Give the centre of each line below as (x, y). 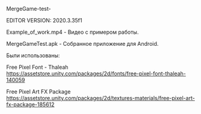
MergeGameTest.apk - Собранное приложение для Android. (82, 44)
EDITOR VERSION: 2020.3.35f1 (44, 20)
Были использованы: (33, 55)
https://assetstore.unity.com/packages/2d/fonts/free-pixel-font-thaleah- (96, 74)
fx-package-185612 (30, 104)
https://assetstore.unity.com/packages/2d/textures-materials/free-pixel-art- (101, 98)
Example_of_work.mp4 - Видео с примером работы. (73, 32)
